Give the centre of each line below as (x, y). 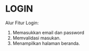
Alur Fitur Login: (22, 23)
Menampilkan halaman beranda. (46, 43)
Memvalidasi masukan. (37, 38)
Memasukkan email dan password (49, 32)
